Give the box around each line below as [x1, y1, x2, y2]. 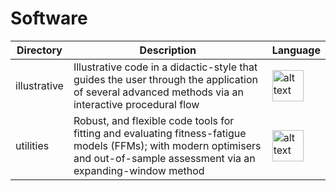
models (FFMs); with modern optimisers [73, 138, 262, 152]
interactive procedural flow [73, 97, 200, 111]
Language [271, 43, 321, 57]
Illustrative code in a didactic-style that [73, 60, 258, 74]
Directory [16, 43, 63, 57]
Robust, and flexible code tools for [73, 113, 235, 127]
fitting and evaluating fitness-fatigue [73, 126, 247, 140]
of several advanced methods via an [73, 85, 244, 99]
